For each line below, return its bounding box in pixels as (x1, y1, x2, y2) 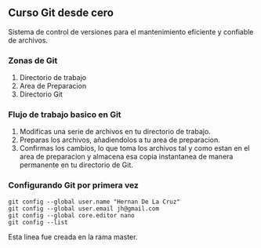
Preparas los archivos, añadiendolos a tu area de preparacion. (19, 135, 221, 144)
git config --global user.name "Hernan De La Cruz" (8, 198, 180, 206)
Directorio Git (19, 89, 63, 99)
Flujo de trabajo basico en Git (8, 109, 121, 120)
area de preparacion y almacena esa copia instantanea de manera (19, 152, 234, 162)
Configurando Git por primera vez (8, 180, 139, 191)
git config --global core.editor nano (8, 211, 135, 219)
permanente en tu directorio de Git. (19, 160, 133, 170)
